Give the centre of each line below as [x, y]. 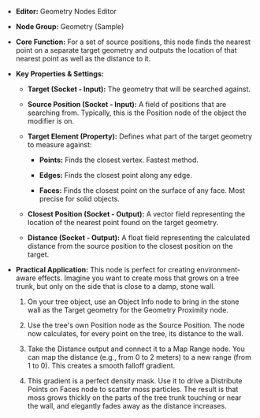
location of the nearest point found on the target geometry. [123, 222]
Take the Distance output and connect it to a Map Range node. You [136, 349]
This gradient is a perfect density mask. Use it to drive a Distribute [135, 381]
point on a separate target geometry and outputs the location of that [126, 50]
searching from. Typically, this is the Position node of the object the [137, 113]
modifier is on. [51, 121]
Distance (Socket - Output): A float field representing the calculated [139, 238]
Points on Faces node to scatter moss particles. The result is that [133, 389]
